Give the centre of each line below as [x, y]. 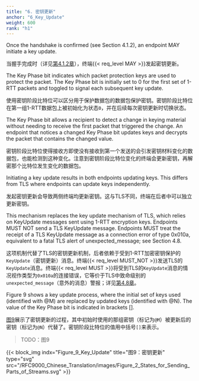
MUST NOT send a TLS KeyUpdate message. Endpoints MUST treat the [94, 228]
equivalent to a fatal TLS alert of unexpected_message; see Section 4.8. [94, 241]
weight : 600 [21, 23]
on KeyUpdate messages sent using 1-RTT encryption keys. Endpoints [92, 222]
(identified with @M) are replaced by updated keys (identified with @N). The [99, 301]
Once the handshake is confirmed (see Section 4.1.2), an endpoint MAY [93, 45]
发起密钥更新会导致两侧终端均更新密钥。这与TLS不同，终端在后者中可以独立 [99, 196]
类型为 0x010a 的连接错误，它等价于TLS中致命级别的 [84, 275]
